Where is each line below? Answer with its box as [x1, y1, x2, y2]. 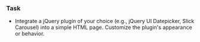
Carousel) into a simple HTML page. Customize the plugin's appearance [14, 24, 192, 31]
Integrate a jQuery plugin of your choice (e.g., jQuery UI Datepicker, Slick [14, 18, 195, 25]
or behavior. [14, 30, 45, 37]
